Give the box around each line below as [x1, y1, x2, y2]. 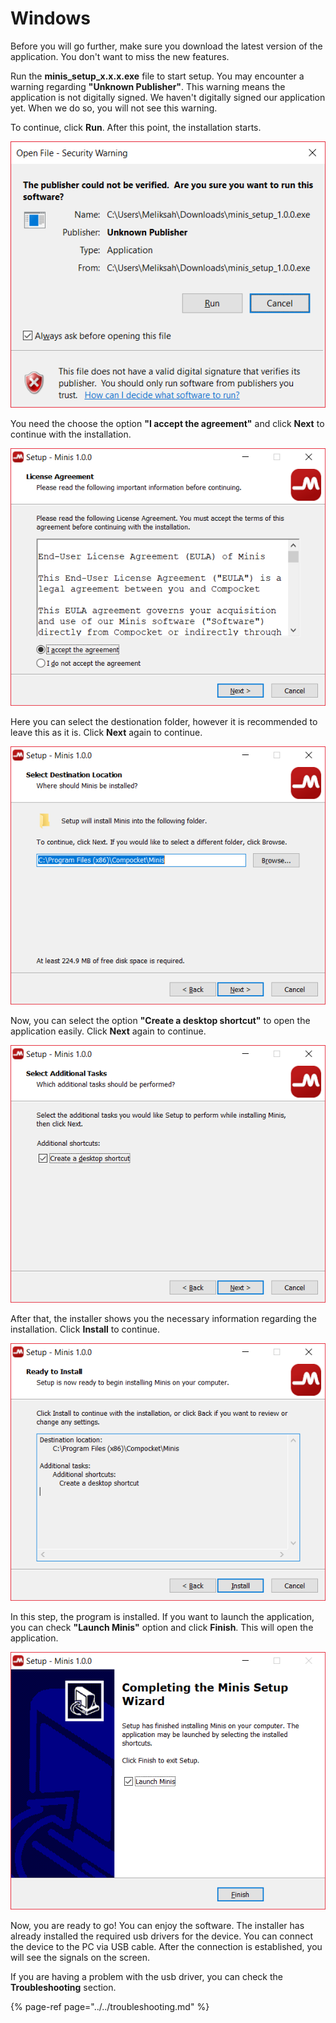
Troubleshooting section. [10, 1982, 117, 1994]
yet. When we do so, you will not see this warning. [10, 102, 218, 114]
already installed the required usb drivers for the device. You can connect [10, 1930, 314, 1942]
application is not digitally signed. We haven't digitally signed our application [10, 91, 326, 103]
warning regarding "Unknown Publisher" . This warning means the [10, 80, 286, 92]
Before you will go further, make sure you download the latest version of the [10, 40, 323, 52]
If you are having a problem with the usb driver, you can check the [10, 1971, 283, 1983]
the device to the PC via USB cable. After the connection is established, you [10, 1941, 323, 1953]
